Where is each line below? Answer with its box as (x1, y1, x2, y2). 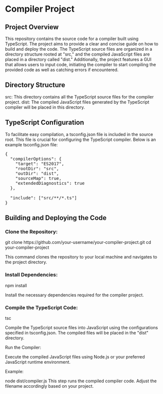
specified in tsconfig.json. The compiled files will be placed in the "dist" (5, 330, 149, 335)
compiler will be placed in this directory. (5, 104, 85, 110)
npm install (5, 282, 27, 288)
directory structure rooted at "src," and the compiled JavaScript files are (5, 51, 150, 57)
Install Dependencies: (5, 272, 58, 278)
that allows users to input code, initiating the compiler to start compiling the (5, 62, 157, 67)
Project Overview (5, 23, 59, 31)
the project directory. (5, 259, 47, 265)
